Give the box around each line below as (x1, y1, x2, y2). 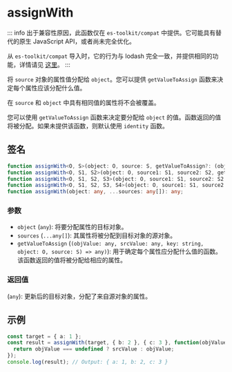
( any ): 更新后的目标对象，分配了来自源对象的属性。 (7, 292, 152, 300)
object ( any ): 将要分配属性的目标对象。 (17, 223, 128, 231)
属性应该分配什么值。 (25, 84, 86, 92)
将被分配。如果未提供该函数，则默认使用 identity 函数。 (7, 121, 169, 130)
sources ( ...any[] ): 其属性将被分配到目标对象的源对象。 (17, 231, 177, 239)
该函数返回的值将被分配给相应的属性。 (17, 256, 126, 264)
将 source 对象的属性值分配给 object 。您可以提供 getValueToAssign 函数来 (7, 75, 217, 84)
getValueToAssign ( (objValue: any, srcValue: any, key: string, (17, 239, 204, 248)
